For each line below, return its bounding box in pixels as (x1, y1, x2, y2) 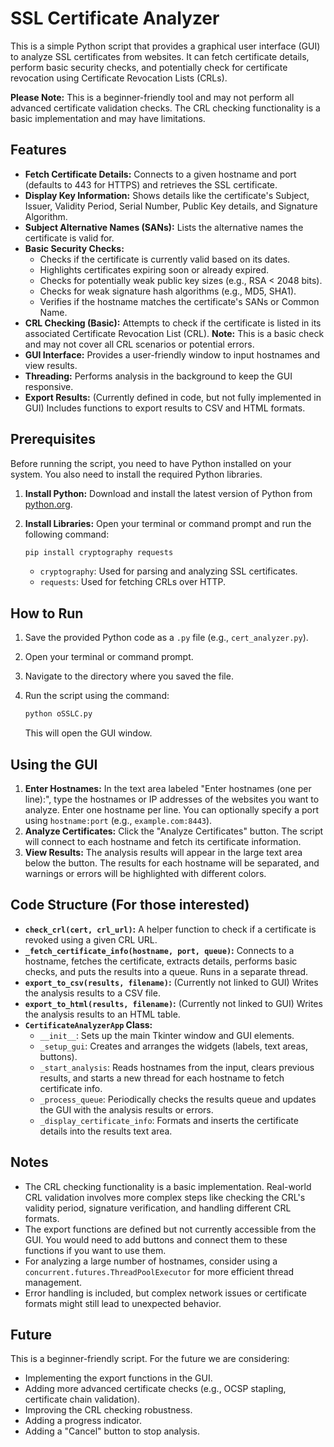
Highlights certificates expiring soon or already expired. (39, 263, 269, 276)
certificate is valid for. (24, 232, 115, 244)
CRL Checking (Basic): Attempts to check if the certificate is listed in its (24, 317, 322, 329)
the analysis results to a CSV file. (24, 987, 161, 999)
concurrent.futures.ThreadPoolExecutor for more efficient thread (24, 1265, 295, 1277)
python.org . (24, 498, 73, 510)
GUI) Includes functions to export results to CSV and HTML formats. (24, 402, 306, 414)
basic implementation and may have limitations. (10, 112, 206, 124)
